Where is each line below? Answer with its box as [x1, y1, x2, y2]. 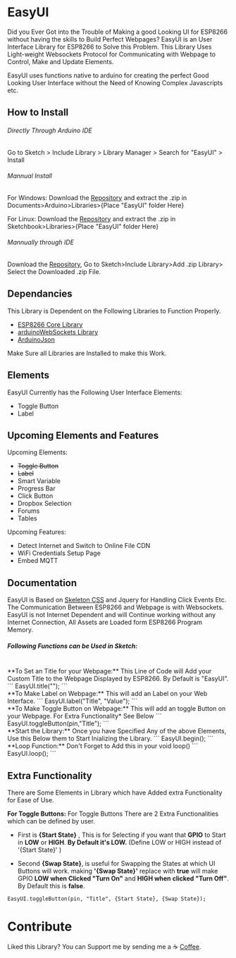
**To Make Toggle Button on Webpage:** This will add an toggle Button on [7, 704, 226, 713]
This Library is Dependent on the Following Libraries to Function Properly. [7, 306, 221, 315]
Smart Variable [17, 477, 61, 485]
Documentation [7, 577, 77, 589]
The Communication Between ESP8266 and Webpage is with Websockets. [7, 603, 224, 611]
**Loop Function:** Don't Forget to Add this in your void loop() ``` [7, 742, 199, 750]
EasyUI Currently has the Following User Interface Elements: [7, 388, 182, 397]
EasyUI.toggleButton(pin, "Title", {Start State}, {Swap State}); [7, 895, 206, 902]
